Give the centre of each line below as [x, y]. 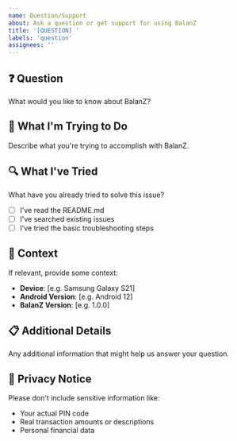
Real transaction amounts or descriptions [87, 422]
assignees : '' [32, 45]
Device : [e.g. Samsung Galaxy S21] [77, 288]
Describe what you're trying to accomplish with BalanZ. [99, 145]
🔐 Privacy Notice [50, 379]
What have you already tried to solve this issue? [86, 195]
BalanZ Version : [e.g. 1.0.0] [65, 305]
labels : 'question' [40, 38]
